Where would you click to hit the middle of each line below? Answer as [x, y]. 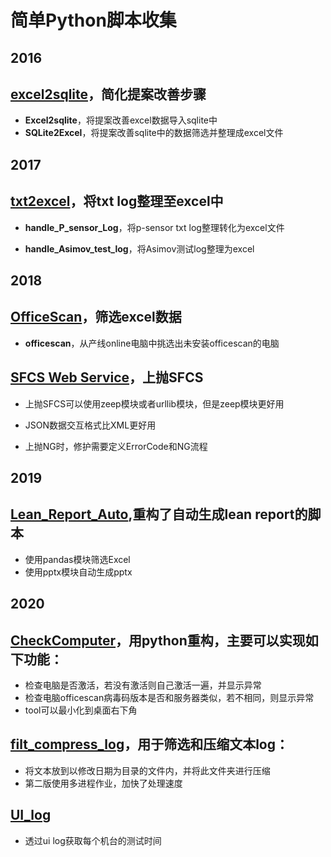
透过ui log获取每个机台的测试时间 [93, 840]
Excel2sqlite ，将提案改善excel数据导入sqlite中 [121, 120]
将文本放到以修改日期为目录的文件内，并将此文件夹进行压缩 [147, 770]
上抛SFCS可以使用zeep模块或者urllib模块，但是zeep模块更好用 [154, 403]
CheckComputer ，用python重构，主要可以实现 [158, 640]
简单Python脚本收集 [93, 20]
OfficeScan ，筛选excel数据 [96, 317]
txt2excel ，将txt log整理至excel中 [117, 201]
